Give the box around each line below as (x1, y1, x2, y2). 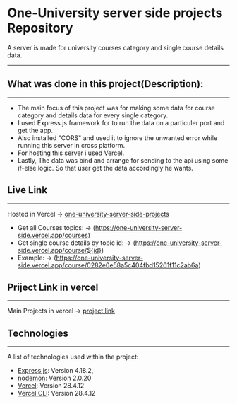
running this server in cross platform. (17, 141, 126, 149)
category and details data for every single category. (17, 111, 169, 120)
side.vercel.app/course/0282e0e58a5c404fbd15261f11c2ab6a (17, 260, 199, 270)
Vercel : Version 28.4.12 (17, 381, 85, 390)
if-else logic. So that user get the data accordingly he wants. (17, 163, 194, 172)
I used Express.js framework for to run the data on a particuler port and (17, 118, 225, 127)
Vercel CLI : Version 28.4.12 (17, 389, 96, 398)
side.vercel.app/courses (17, 231, 88, 239)
